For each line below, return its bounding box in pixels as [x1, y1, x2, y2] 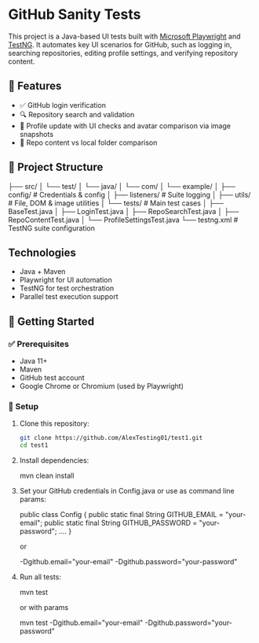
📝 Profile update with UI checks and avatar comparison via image [19, 120, 232, 131]
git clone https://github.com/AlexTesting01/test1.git [19, 434, 203, 442]
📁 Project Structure [8, 161, 104, 174]
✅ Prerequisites [8, 338, 69, 349]
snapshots [19, 129, 53, 139]
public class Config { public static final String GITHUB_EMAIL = [19, 510, 224, 519]
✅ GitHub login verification [19, 100, 106, 109]
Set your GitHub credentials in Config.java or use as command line [19, 486, 235, 496]
